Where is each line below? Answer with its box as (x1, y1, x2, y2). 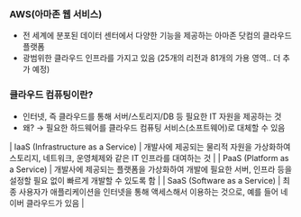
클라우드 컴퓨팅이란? (9, 88, 94, 101)
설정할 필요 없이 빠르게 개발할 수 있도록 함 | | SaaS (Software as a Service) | (9, 175, 281, 185)
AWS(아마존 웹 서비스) (9, 7, 103, 20)
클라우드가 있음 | (25, 197, 85, 208)
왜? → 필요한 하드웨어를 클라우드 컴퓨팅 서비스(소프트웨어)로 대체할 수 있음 (22, 122, 286, 132)
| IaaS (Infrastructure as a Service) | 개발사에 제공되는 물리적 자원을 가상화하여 (9, 141, 291, 152)
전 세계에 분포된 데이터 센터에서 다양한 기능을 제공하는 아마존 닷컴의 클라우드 (22, 30, 293, 41)
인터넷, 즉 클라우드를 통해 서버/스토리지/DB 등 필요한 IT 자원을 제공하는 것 (22, 111, 282, 122)
